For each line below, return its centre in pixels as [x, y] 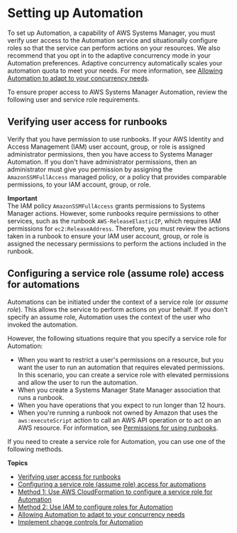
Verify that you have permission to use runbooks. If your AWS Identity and [116, 139]
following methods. [35, 449]
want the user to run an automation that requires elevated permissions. [121, 367]
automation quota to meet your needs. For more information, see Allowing [115, 70]
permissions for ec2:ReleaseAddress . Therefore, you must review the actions [119, 228]
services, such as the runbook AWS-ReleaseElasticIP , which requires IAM [114, 221]
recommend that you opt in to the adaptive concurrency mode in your [109, 56]
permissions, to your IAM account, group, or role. [79, 184]
